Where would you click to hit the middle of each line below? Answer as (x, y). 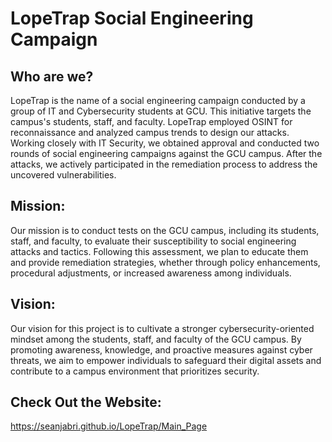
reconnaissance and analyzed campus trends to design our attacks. (150, 132)
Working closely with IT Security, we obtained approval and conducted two (165, 143)
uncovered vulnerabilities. (63, 175)
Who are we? (52, 76)
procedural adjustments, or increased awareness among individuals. (151, 273)
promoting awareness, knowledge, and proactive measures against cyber (161, 349)
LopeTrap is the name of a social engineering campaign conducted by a (158, 100)
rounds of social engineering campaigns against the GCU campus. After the (166, 153)
